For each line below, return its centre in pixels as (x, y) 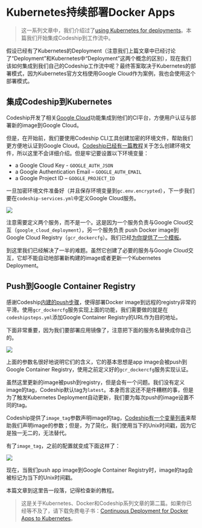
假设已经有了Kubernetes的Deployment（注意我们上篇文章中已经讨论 (91, 51)
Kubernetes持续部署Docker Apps (91, 12)
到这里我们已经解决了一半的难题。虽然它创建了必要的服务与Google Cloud (97, 250)
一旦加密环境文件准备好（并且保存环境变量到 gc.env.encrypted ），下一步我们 (100, 191)
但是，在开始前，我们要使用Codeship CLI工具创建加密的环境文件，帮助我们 (99, 138)
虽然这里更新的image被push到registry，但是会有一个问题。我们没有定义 (96, 382)
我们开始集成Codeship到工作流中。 (70, 37)
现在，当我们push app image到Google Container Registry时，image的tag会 (100, 470)
